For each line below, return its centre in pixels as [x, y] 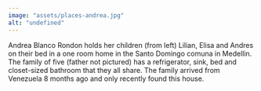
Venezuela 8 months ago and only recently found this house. [106, 78]
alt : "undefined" [36, 23]
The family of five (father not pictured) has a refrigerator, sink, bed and [123, 62]
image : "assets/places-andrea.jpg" [66, 15]
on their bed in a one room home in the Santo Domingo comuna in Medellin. [130, 53]
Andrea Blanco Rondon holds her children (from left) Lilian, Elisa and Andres [131, 45]
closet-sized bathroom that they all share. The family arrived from [114, 70]
